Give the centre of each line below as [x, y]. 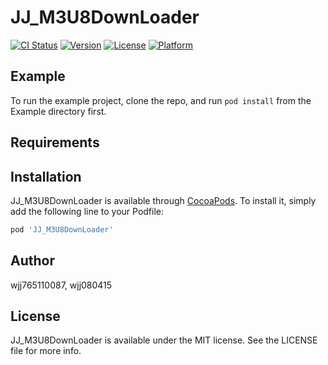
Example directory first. [58, 111]
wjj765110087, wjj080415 [61, 285]
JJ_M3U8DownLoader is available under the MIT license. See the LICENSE [164, 340]
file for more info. [46, 351]
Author [32, 261]
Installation [46, 176]
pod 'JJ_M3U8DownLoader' [62, 229]
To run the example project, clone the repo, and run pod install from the [161, 100]
